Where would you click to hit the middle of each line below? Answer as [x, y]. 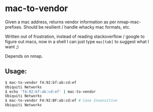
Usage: [16, 72]
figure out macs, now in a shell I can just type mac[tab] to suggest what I [77, 41]
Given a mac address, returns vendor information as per [61, 22]
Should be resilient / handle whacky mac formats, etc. [77, 27]
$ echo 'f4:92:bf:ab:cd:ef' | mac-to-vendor [50, 92]
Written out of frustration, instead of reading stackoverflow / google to [75, 36]
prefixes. [14, 27]
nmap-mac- [129, 22]
